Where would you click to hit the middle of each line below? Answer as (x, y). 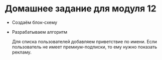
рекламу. (22, 52)
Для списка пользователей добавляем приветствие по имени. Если (84, 41)
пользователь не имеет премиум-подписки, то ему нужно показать (84, 47)
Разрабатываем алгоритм (40, 32)
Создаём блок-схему (35, 22)
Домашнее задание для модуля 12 (81, 9)
